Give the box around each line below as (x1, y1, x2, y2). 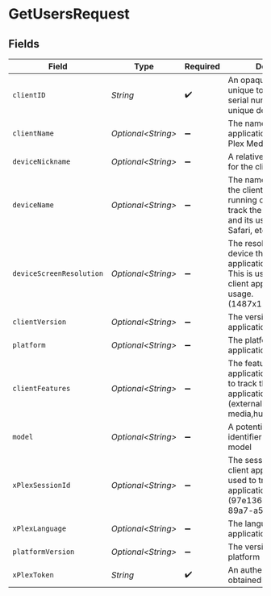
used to (227, 475, 256, 486)
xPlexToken (12, 570, 54, 579)
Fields (8, 37, 40, 51)
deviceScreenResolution (12, 269, 104, 278)
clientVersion (12, 318, 67, 327)
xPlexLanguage (12, 524, 67, 533)
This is (227, 268, 253, 279)
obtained (227, 574, 262, 586)
